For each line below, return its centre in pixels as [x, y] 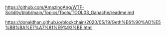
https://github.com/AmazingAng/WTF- [45, 7]
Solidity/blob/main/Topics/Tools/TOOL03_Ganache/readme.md [70, 12]
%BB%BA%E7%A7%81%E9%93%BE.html [49, 27]
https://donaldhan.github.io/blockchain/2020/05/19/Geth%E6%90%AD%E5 [83, 22]
